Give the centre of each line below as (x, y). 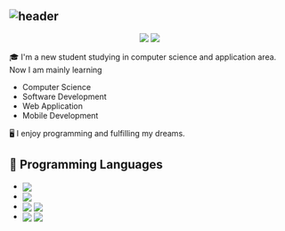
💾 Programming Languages (86, 165)
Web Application (52, 106)
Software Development (64, 96)
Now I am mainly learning (56, 70)
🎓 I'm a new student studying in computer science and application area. (143, 57)
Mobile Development (60, 115)
